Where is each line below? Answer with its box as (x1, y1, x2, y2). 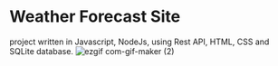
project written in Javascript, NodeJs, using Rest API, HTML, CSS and (9, 36, 270, 47)
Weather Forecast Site (9, 6, 181, 27)
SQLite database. (9, 45, 74, 56)
